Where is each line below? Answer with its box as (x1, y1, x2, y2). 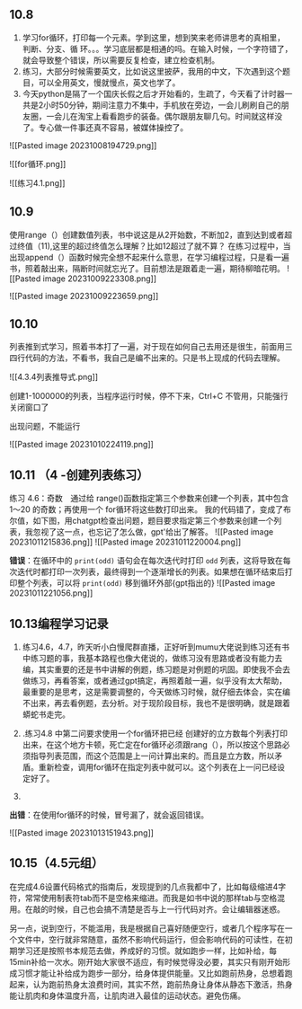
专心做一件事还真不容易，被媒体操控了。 (38, 121, 189, 133)
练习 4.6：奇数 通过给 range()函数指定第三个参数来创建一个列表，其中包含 (9, 493, 289, 504)
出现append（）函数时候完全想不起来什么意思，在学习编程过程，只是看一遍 (9, 252, 290, 262)
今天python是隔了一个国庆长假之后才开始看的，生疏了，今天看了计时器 (22, 88, 285, 99)
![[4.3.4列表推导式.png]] (9, 372, 99, 383)
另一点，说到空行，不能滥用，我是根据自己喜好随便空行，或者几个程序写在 (9, 923, 285, 934)
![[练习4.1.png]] (9, 177, 66, 188)
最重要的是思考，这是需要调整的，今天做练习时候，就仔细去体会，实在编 (22, 686, 290, 697)
